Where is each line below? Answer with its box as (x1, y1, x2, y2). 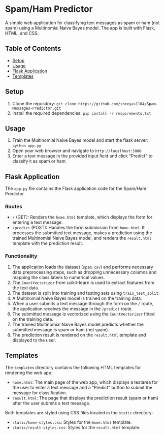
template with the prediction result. (12, 240, 84, 247)
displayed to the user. (12, 337, 57, 343)
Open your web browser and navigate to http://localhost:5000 (12, 148, 142, 154)
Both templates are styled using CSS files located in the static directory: (5, 409, 153, 415)
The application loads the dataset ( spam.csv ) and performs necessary (12, 264, 154, 270)
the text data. (12, 284, 39, 291)
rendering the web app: (5, 370, 53, 375)
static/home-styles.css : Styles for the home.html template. (12, 419, 132, 425)
